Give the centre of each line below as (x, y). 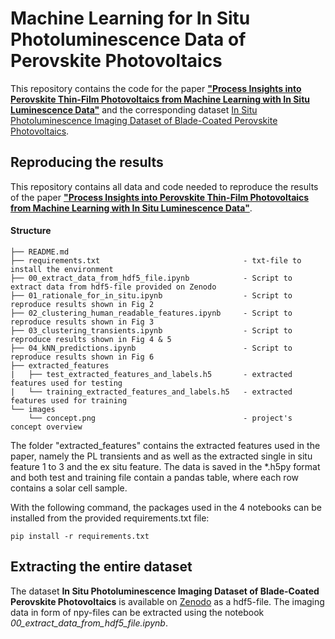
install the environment (62, 269)
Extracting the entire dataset (101, 567)
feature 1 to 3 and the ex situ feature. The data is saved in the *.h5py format (165, 466)
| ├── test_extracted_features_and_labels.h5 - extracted (151, 374)
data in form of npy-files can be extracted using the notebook (137, 612)
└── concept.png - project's (160, 418)
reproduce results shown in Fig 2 (82, 304)
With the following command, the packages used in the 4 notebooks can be (166, 507)
